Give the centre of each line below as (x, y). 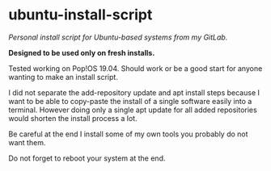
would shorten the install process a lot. (73, 118)
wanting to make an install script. (64, 77)
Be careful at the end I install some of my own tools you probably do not (128, 134)
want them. (27, 142)
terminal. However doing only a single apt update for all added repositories (133, 110)
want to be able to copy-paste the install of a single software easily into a (130, 101)
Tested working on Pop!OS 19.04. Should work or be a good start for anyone (135, 68)
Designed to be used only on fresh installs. (82, 52)
